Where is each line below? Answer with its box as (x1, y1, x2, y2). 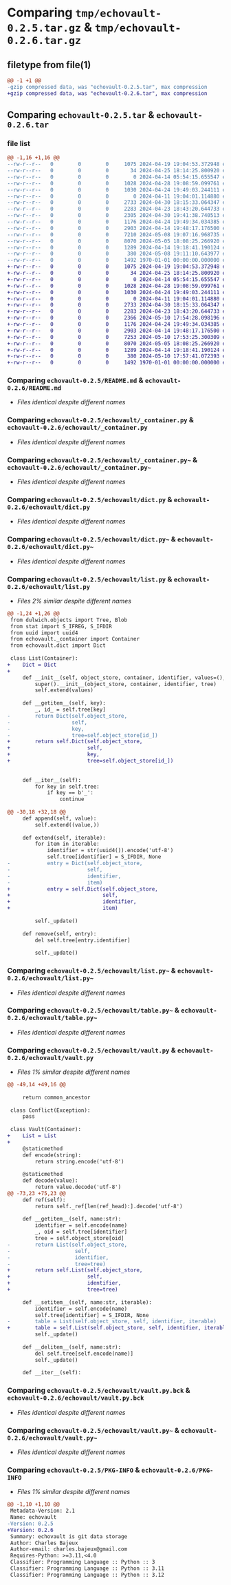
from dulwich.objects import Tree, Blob (10, 617, 128, 623)
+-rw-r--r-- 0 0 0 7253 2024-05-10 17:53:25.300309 (7, 333, 220, 340)
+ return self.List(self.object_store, (7, 1267, 143, 1274)
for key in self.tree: (34, 783, 100, 790)
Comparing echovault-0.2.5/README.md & (7, 375, 144, 385)
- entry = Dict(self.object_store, (7, 860, 143, 867)
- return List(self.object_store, (7, 1241, 128, 1248)
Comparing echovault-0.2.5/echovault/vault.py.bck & (7, 1386, 190, 1396)
